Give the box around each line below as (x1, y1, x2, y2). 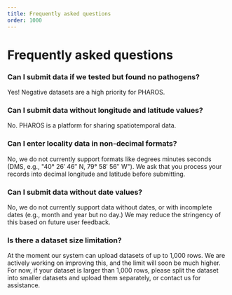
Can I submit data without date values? (7, 187, 142, 197)
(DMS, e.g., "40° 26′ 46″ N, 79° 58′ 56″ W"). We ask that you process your (7, 162, 222, 170)
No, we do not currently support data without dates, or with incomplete (7, 203, 212, 211)
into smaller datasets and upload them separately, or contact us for (7, 274, 201, 282)
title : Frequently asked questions (7, 10, 111, 18)
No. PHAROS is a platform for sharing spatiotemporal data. (7, 121, 177, 130)
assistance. (7, 281, 41, 289)
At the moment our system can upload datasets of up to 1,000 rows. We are (7, 252, 226, 260)
